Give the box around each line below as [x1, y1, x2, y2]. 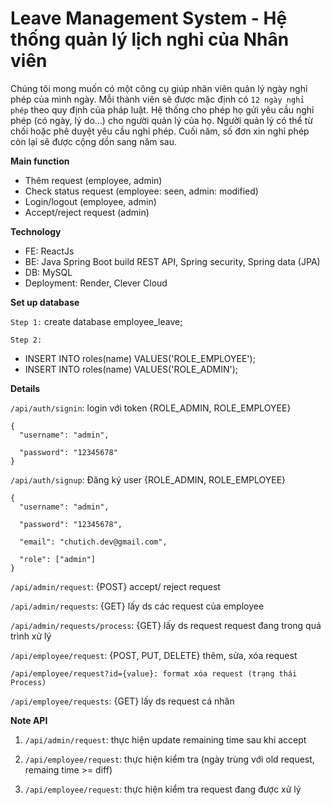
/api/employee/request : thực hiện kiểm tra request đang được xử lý [24, 783, 302, 795]
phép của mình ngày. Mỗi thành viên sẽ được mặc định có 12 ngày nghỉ [10, 93, 305, 105]
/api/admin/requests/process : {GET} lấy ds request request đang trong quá [10, 619, 322, 631]
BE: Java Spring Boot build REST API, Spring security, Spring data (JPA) [24, 255, 321, 267]
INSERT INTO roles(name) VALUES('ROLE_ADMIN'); [24, 363, 239, 375]
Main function [10, 155, 70, 167]
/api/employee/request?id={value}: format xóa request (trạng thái [10, 668, 298, 679]
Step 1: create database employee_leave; [10, 315, 183, 327]
